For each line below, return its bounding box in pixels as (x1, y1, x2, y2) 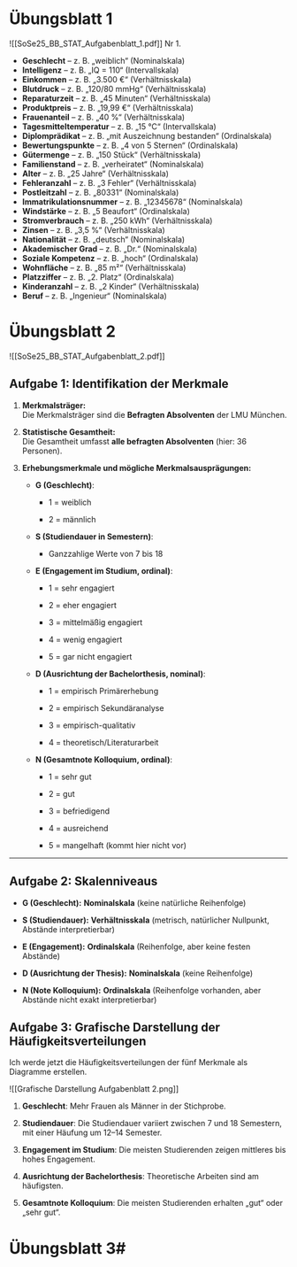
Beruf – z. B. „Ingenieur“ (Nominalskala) (21, 290, 168, 301)
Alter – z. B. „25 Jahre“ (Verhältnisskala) (21, 168, 170, 179)
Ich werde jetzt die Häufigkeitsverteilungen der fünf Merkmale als (9, 1057, 248, 1068)
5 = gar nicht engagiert (48, 651, 133, 661)
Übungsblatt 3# (9, 1238, 126, 1258)
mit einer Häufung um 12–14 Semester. (21, 1127, 163, 1138)
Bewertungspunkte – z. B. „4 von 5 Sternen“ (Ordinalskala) (21, 140, 239, 151)
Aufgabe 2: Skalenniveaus (9, 874, 158, 889)
